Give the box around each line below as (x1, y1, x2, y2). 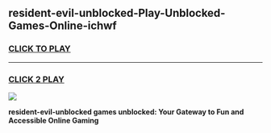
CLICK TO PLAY (8, 44, 71, 55)
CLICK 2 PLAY (8, 73, 65, 85)
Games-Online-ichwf (8, 19, 117, 33)
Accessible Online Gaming (8, 115, 99, 125)
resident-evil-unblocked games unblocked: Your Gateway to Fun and (8, 106, 244, 116)
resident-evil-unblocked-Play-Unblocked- (8, 6, 226, 20)
